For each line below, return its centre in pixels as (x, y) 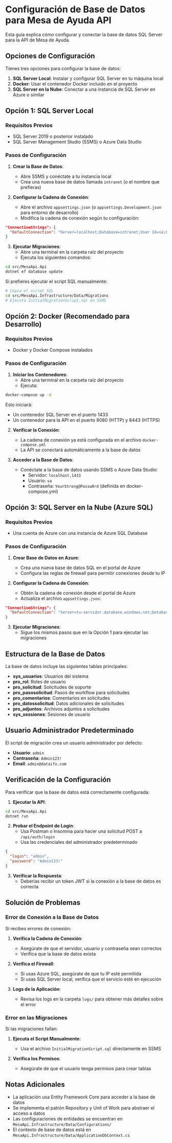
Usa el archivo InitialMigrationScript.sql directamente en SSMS (91, 1048)
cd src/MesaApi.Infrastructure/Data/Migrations (57, 296)
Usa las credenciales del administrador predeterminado (79, 842)
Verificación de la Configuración (58, 780)
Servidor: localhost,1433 (54, 475)
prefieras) (31, 187)
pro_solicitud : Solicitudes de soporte (52, 687)
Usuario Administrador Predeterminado (70, 730)
